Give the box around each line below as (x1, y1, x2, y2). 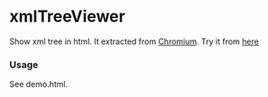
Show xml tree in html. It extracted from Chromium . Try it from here (9, 36, 259, 47)
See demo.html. (9, 79, 69, 90)
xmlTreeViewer (9, 6, 126, 27)
